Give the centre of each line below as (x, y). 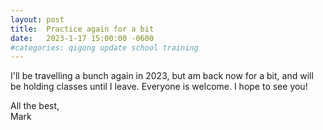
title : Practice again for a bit (82, 29)
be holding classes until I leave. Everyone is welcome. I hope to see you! (159, 87)
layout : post (37, 19)
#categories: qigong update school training (104, 47)
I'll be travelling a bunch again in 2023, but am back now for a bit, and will (162, 76)
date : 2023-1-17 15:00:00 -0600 (82, 38)
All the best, (35, 106)
